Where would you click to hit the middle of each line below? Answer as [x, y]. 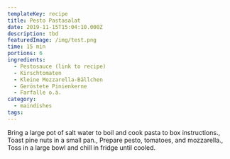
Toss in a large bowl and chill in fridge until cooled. [82, 147]
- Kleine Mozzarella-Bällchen [58, 79]
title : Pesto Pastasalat [44, 20]
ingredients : [27, 60]
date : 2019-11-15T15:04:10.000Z [55, 27]
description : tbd [33, 34]
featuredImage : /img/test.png [52, 40]
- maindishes [33, 106]
